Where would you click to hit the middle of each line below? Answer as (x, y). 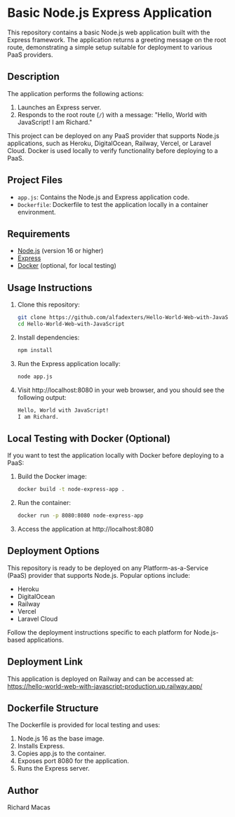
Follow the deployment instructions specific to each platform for (100, 632)
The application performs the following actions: (75, 93)
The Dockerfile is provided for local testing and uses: (84, 725)
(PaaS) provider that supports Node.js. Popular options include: (99, 575)
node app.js (35, 377)
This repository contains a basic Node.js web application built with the (109, 32)
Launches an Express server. (59, 107)
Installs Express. (41, 746)
